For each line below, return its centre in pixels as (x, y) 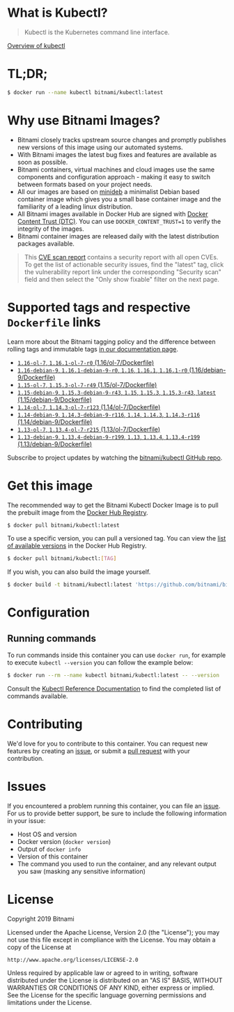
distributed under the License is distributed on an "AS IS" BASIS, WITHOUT (115, 980)
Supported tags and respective (99, 307)
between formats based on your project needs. (85, 184)
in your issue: (26, 820)
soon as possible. (42, 162)
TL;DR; (28, 74)
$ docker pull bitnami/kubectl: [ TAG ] (62, 559)
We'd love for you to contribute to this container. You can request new (108, 743)
